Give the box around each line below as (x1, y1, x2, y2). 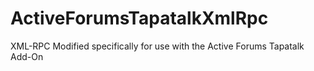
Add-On (10, 50, 44, 62)
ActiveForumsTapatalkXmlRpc (10, 7, 269, 30)
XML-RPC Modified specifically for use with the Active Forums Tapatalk (10, 40, 305, 52)
